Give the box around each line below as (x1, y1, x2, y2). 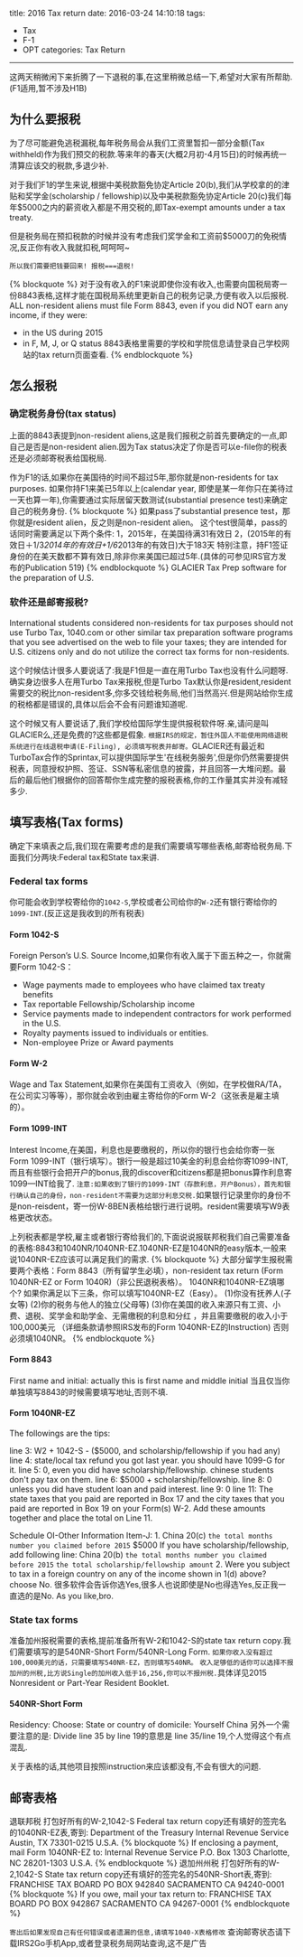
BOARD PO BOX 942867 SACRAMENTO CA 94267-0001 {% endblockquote (9, 1898, 290, 1909)
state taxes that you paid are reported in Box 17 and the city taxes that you (9, 1493, 285, 1503)
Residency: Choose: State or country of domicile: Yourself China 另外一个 (9, 1719, 282, 1730)
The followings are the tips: (9, 1428, 111, 1438)
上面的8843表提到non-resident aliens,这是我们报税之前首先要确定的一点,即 (9, 429, 288, 441)
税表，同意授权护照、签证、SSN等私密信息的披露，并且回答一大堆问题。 (9, 763, 279, 773)
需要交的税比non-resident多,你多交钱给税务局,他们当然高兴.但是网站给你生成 (9, 687, 294, 698)
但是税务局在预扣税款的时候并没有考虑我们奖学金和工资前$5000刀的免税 (9, 230, 280, 241)
